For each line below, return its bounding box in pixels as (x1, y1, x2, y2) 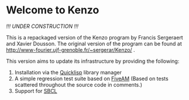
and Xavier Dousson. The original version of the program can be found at (6, 40, 183, 47)
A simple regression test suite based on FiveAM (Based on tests (14, 75, 169, 82)
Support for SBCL (14, 87, 57, 94)
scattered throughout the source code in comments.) (14, 81, 142, 88)
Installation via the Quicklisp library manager (14, 69, 122, 76)
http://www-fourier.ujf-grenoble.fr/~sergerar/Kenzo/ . (6, 46, 136, 53)
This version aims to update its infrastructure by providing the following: (6, 58, 180, 65)
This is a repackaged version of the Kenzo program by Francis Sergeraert (6, 34, 183, 41)
